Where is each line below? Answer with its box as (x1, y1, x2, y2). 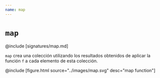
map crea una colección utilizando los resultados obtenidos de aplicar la (5, 52, 151, 58)
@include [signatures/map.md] (5, 43, 68, 49)
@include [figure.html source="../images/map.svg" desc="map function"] (5, 67, 156, 73)
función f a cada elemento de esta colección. (5, 58, 98, 64)
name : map (5, 7, 26, 12)
